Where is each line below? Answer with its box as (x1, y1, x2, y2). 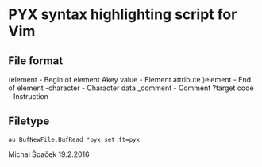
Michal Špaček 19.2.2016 (8, 149, 90, 159)
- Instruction (8, 92, 49, 101)
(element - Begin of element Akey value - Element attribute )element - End (8, 75, 252, 84)
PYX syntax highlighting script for (8, 6, 237, 24)
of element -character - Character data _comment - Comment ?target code (8, 83, 254, 93)
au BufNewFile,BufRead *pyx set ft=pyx (8, 135, 141, 143)
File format (8, 54, 64, 67)
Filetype (8, 115, 50, 128)
